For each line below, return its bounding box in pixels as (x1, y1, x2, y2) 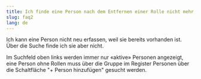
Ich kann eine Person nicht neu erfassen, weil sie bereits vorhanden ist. (6, 36, 182, 43)
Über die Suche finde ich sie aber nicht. (6, 42, 104, 49)
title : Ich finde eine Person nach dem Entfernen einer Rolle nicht (6, 8, 181, 15)
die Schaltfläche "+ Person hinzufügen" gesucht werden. (6, 67, 147, 74)
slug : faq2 (6, 14, 33, 20)
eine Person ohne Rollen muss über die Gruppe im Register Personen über (6, 60, 190, 67)
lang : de (6, 20, 28, 26)
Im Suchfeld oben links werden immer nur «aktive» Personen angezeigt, (6, 54, 184, 61)
